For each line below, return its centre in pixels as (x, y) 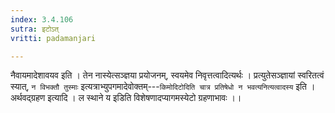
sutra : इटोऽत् (35, 29)
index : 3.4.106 (42, 19)
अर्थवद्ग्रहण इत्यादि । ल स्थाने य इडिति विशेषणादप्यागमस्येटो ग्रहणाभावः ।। (126, 98)
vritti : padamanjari (53, 38)
